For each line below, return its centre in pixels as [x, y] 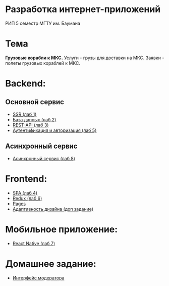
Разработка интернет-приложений [83, 9]
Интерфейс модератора [38, 278]
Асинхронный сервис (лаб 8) [44, 158]
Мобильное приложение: [62, 229]
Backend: [25, 84]
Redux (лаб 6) [27, 198]
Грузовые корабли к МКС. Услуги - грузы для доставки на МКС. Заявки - [85, 58]
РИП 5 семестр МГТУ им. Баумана [43, 23]
